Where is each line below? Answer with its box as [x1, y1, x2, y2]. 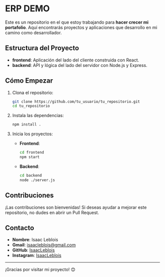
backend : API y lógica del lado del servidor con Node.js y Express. [12, 62, 147, 68]
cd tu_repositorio [12, 104, 50, 109]
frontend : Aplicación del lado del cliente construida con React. [12, 57, 139, 63]
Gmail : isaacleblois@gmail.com [12, 242, 76, 248]
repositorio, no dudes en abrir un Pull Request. [5, 210, 99, 215]
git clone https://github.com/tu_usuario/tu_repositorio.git [12, 99, 140, 104]
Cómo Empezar [5, 77, 53, 85]
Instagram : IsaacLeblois [12, 252, 61, 258]
